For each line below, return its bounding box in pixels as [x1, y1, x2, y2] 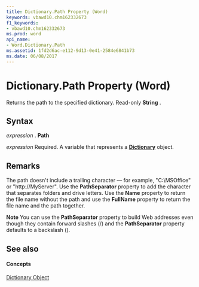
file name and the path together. [6, 202, 85, 209]
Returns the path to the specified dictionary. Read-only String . [6, 99, 161, 106]
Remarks [6, 161, 41, 171]
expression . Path [6, 132, 50, 139]
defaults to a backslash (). [6, 227, 71, 234]
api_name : [6, 36, 31, 42]
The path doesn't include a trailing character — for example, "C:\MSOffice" [6, 177, 191, 184]
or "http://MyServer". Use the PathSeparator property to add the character [6, 183, 191, 190]
